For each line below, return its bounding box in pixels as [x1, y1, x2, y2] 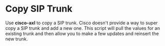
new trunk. [5, 36, 28, 42]
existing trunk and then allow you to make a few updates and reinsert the [5, 30, 159, 36]
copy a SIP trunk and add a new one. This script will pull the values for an [5, 25, 160, 31]
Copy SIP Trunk [5, 3, 73, 15]
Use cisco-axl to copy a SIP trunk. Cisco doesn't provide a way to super [5, 20, 158, 26]
